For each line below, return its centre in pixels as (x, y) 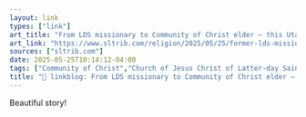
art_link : (28, 43)
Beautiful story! (38, 102)
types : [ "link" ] (40, 26)
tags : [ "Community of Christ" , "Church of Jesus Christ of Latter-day (144, 69)
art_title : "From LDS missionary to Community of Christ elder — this (146, 34)
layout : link (34, 18)
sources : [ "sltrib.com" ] (56, 52)
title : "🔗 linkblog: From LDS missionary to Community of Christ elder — (153, 77)
